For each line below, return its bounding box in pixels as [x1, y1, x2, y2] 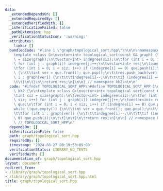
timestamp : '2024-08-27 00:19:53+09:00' [9, 143, 92, 148]
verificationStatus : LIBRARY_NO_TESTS [9, 147, 88, 152]
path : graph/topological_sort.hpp [9, 134, 79, 139]
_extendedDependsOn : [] [9, 12, 57, 17]
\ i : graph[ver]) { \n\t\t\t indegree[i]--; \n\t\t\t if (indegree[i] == [14, 75, 160, 80]
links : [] [14, 43, 34, 48]
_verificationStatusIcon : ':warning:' [9, 35, 88, 39]
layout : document [5, 161, 40, 166]
